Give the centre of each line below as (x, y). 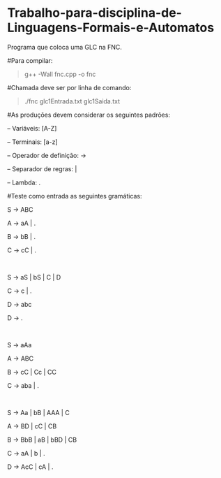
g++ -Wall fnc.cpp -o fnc (60, 74)
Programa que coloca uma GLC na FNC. (64, 47)
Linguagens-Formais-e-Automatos (111, 28)
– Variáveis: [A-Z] (32, 128)
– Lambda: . (24, 182)
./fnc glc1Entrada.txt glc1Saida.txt (72, 101)
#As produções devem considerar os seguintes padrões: (89, 115)
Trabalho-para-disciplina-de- (95, 13)
